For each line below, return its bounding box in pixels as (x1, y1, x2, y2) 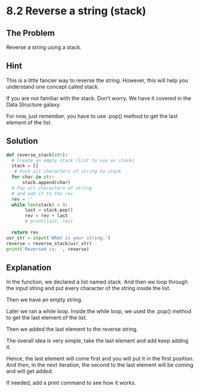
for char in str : (11, 174, 55, 180)
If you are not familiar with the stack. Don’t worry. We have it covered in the (6, 94, 192, 102)
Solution (6, 136, 38, 147)
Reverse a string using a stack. (6, 43, 82, 51)
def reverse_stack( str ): (6, 152, 68, 158)
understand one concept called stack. (6, 83, 100, 90)
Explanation (6, 262, 52, 272)
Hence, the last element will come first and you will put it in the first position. (6, 355, 194, 362)
